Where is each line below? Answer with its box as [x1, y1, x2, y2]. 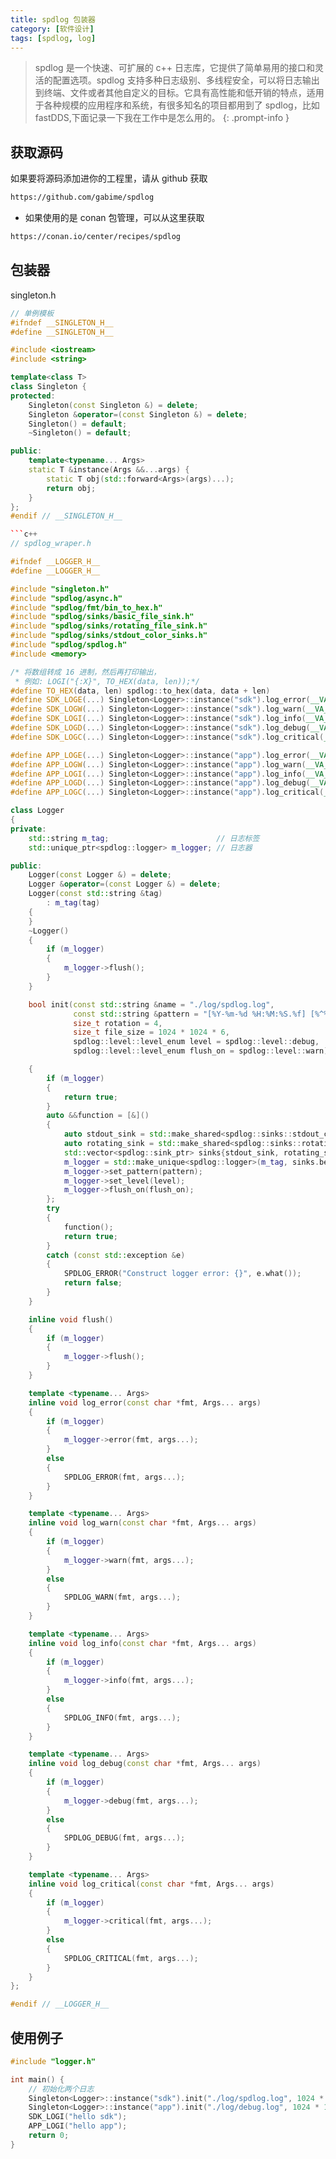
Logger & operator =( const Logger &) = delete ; [28, 879, 222, 890]
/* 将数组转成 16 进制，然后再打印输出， [10, 667, 162, 677]
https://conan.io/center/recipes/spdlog [10, 232, 182, 242]
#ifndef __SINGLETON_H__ [10, 317, 114, 328]
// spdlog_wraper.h [10, 539, 92, 549]
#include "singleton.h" [10, 584, 110, 594]
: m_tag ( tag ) [46, 898, 101, 908]
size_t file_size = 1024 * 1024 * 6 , [73, 1027, 230, 1038]
